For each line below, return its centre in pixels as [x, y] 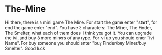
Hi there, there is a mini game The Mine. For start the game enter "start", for [81, 22]
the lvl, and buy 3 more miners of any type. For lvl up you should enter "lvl [80, 38]
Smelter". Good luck [25, 48]
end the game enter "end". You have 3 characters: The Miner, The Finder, [79, 27]
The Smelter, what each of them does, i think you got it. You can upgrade [79, 33]
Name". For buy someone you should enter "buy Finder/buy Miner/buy [76, 43]
